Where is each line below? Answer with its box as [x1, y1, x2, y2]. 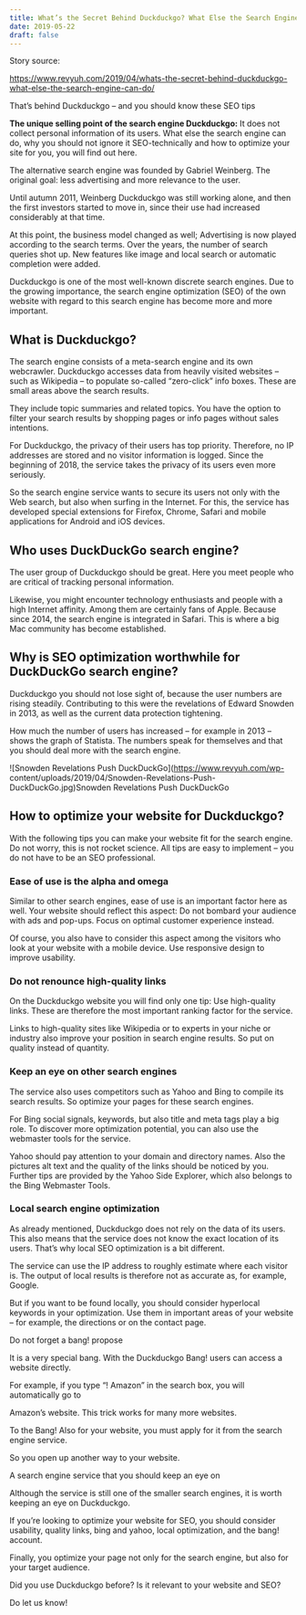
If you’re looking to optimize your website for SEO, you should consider [9, 1515, 276, 1525]
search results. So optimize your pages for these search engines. [9, 1095, 254, 1106]
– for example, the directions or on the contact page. [9, 1316, 207, 1327]
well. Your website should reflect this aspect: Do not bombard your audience [9, 905, 297, 916]
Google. [9, 1280, 39, 1291]
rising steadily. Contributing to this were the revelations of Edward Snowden [9, 698, 294, 709]
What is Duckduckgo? [9, 332, 137, 347]
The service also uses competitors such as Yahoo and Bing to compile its [9, 1086, 284, 1097]
